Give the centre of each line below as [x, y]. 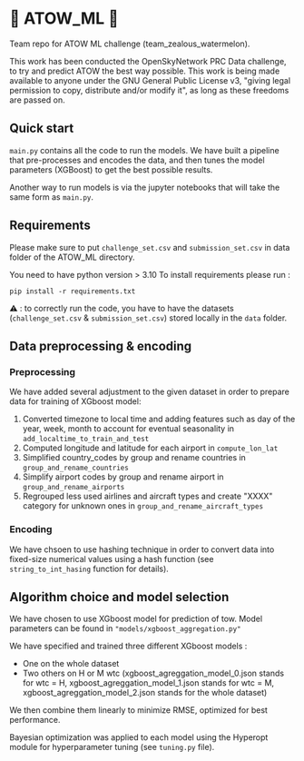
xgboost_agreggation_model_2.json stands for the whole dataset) [145, 693]
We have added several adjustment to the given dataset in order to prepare [150, 392]
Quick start [42, 128]
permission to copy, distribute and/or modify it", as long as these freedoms [149, 90]
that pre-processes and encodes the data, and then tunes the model [137, 160]
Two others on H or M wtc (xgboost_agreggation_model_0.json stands [153, 673]
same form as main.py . [51, 197]
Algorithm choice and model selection [119, 597]
